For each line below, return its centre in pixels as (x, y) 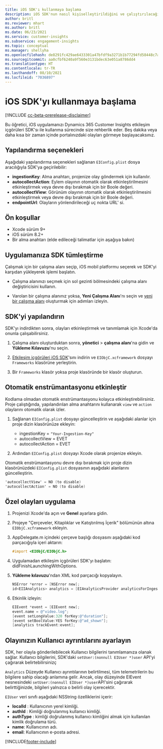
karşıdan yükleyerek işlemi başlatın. (41, 272)
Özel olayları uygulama (41, 501)
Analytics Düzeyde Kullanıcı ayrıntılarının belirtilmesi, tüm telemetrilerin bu (79, 672)
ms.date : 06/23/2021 (26, 32)
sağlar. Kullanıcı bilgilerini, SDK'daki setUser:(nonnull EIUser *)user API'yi (80, 657)
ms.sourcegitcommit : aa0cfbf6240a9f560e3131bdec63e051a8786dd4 (70, 59)
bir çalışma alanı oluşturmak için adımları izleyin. (60, 301)
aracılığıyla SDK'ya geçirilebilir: (36, 167)
